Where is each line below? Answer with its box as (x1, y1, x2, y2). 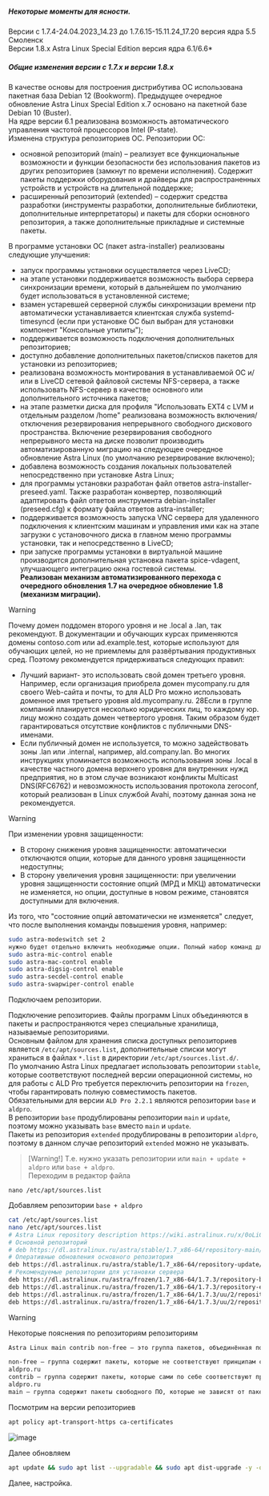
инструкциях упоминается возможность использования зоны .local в (19, 755, 259, 765)
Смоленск (8, 35, 44, 44)
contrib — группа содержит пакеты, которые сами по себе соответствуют (8, 1373, 252, 1381)
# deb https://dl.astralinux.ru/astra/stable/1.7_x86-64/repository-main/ (8, 1246, 263, 1254)
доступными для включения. (19, 896, 120, 905)
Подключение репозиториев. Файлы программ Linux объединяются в (8, 1010, 249, 1020)
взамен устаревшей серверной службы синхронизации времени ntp (19, 299, 256, 309)
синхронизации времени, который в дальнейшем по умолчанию (19, 282, 242, 292)
